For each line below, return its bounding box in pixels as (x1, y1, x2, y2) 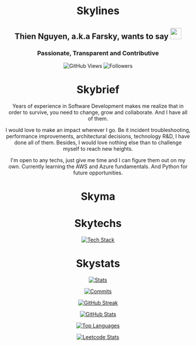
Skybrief (76, 83, 120, 97)
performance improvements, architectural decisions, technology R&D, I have (6, 133, 190, 140)
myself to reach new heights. (63, 145, 133, 152)
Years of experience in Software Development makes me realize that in (12, 102, 184, 110)
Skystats (76, 257, 120, 271)
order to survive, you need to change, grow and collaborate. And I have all (8, 108, 188, 116)
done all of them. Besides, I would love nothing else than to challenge (13, 139, 183, 146)
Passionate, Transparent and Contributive (37, 49, 159, 57)
